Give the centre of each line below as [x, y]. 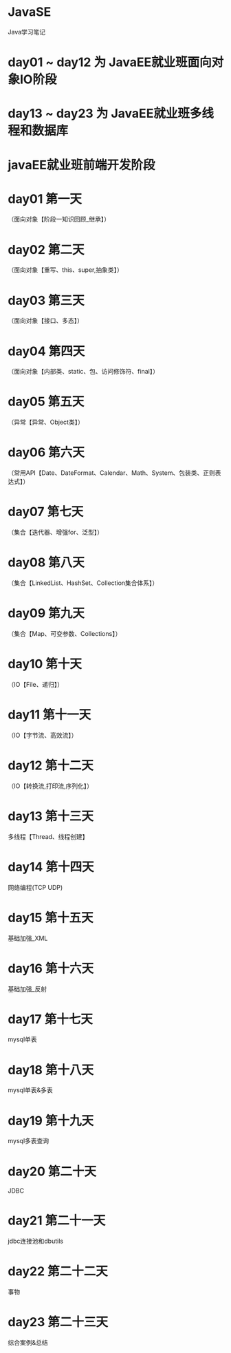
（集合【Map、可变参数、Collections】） [65, 633]
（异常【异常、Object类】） [46, 422]
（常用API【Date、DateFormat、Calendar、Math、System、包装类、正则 [111, 473]
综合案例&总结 [28, 1343]
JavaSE [30, 12]
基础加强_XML [28, 938]
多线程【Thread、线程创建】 [48, 836]
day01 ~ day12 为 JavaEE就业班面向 [110, 62]
